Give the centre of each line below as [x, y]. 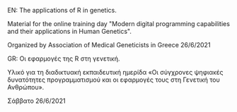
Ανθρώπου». [26, 87]
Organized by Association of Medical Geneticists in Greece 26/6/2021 [109, 45]
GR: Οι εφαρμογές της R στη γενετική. [64, 58]
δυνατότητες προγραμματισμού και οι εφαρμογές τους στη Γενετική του [114, 80]
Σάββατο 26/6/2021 [36, 101]
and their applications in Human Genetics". [70, 31]
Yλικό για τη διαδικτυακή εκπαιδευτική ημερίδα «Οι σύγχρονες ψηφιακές [115, 72]
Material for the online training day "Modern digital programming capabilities [118, 24]
